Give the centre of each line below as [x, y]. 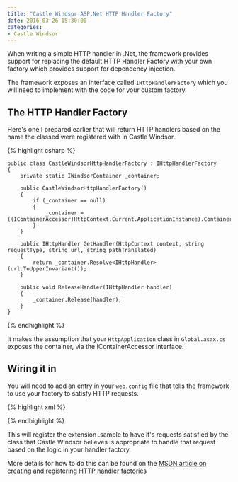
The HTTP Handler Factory [68, 112]
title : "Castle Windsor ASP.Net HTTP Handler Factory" [90, 14]
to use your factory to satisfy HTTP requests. [73, 393]
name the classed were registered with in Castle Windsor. [91, 137]
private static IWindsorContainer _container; [90, 176]
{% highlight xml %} [36, 407]
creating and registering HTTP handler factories [77, 471]
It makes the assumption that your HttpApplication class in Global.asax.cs [117, 339]
